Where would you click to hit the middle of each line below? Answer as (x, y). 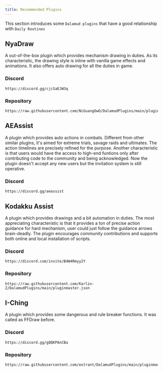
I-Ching (17, 303)
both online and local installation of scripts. (48, 239)
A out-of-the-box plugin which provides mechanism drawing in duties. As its (81, 56)
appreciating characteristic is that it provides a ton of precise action (73, 223)
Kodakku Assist (29, 206)
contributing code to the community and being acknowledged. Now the (76, 158)
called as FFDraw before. (30, 320)
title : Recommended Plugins (33, 9)
